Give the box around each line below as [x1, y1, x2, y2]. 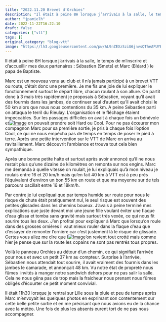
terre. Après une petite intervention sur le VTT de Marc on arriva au [5, 136, 142, 142]
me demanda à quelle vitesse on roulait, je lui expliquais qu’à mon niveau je [5, 166, 158, 172]
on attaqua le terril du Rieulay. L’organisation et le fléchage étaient [5, 109, 140, 115]
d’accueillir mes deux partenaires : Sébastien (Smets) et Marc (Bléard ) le [5, 63, 154, 69]
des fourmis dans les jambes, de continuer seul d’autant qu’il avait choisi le [5, 99, 158, 105]
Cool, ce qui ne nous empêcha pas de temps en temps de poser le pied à [5, 130, 154, 136]
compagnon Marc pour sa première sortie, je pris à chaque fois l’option [5, 125, 150, 131]
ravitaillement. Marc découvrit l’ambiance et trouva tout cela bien [5, 141, 137, 147]
